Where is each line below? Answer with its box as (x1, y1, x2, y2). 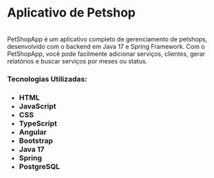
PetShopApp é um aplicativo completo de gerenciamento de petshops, (7, 34, 208, 43)
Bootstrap (19, 136, 54, 146)
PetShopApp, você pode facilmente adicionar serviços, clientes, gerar (7, 50, 206, 58)
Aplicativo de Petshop (7, 5, 136, 21)
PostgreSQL (19, 161, 61, 171)
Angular (19, 127, 47, 137)
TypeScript (19, 119, 57, 128)
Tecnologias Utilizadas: (7, 74, 87, 83)
